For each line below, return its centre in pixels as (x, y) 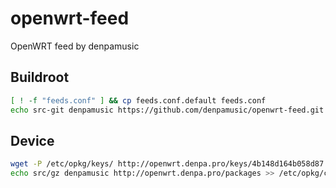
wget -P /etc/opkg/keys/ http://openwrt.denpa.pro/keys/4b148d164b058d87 (167, 164)
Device (32, 140)
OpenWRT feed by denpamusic (75, 46)
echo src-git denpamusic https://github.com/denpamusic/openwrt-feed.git (167, 110)
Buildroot (40, 77)
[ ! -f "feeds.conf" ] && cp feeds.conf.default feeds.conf (138, 100)
